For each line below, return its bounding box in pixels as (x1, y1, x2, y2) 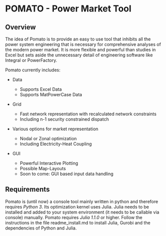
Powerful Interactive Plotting (19, 160, 78, 166)
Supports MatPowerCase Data (19, 92, 82, 97)
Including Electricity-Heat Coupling (19, 141, 92, 147)
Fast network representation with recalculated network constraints (19, 111, 157, 117)
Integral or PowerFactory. (5, 57, 57, 63)
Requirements (5, 185, 50, 194)
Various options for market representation (12, 126, 99, 132)
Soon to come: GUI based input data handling (19, 171, 114, 177)
